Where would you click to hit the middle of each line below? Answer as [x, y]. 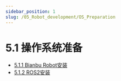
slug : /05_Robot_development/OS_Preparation [61, 17]
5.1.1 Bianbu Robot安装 [41, 65]
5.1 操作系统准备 [44, 48]
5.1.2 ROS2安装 [32, 72]
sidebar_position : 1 [31, 11]
